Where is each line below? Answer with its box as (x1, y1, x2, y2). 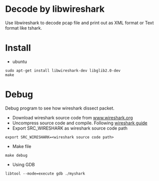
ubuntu (12, 58, 27, 65)
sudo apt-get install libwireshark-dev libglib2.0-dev (5, 68, 121, 73)
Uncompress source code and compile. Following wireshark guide (12, 120, 148, 126)
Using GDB (12, 161, 35, 167)
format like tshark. (5, 25, 42, 31)
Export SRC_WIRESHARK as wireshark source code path (12, 125, 128, 131)
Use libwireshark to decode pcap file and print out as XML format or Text (5, 20, 154, 26)
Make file (12, 143, 31, 149)
